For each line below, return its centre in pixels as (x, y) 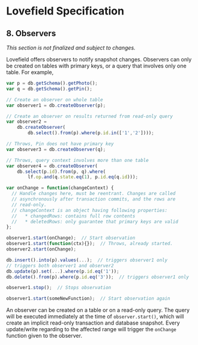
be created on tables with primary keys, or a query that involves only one (97, 66)
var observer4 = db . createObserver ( (52, 166)
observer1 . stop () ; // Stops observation (59, 288)
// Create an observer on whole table (55, 100)
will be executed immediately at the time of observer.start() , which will (95, 317)
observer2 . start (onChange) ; (41, 249)
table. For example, (30, 72)
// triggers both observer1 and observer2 (60, 266)
